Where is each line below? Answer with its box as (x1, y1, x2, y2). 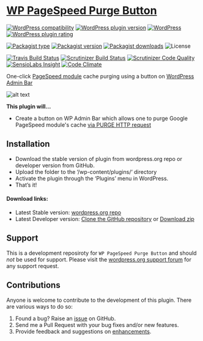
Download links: (6, 195, 48, 203)
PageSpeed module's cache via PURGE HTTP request (15, 121, 152, 129)
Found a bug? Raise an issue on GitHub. (15, 315, 116, 322)
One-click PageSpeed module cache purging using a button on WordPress (6, 72, 194, 80)
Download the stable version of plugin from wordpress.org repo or (15, 155, 182, 162)
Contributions (6, 280, 61, 291)
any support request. (6, 262, 59, 269)
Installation (6, 139, 50, 149)
